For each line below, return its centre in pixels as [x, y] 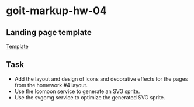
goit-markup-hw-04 [56, 11]
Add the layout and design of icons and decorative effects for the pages [101, 79]
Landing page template [49, 32]
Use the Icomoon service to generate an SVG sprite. [77, 91]
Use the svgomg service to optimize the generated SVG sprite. [90, 97]
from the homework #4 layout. [51, 85]
